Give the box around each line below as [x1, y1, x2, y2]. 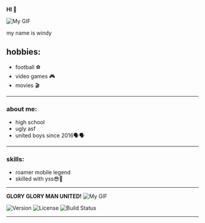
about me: [6, 105, 38, 113]
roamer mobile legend [15, 169, 71, 176]
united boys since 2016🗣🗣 [15, 132, 85, 139]
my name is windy [6, 29, 52, 36]
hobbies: [6, 47, 41, 57]
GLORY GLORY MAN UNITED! [6, 193, 82, 200]
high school [15, 118, 45, 126]
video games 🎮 [15, 72, 56, 80]
